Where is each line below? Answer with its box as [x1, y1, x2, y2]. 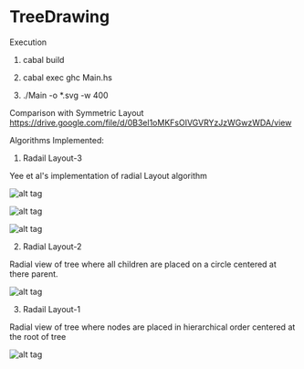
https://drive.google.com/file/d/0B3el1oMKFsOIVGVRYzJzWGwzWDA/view [9, 117, 292, 128]
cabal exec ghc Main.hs [22, 71, 112, 83]
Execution [9, 37, 47, 47]
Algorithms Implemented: [9, 134, 105, 145]
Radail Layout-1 [22, 303, 81, 314]
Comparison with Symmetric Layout [9, 107, 144, 118]
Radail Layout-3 [22, 153, 82, 163]
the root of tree [9, 331, 67, 342]
